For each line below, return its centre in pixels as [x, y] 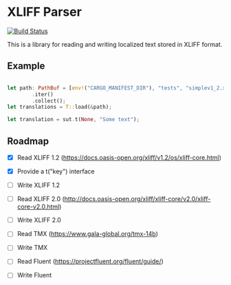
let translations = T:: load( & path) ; [59, 107]
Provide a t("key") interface [56, 171]
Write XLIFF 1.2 [38, 185]
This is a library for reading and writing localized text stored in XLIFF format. [115, 44]
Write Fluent [34, 275]
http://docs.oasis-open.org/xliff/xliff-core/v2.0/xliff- [137, 199]
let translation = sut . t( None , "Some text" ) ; [73, 120]
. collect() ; [49, 101]
